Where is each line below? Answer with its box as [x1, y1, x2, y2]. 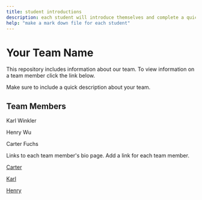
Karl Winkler [6, 117, 37, 124]
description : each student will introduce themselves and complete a [6, 14, 185, 20]
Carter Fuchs [6, 141, 39, 148]
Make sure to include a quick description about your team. [6, 83, 151, 91]
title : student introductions [6, 8, 82, 15]
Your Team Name [6, 46, 94, 59]
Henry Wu [6, 129, 32, 136]
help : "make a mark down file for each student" [6, 20, 130, 26]
